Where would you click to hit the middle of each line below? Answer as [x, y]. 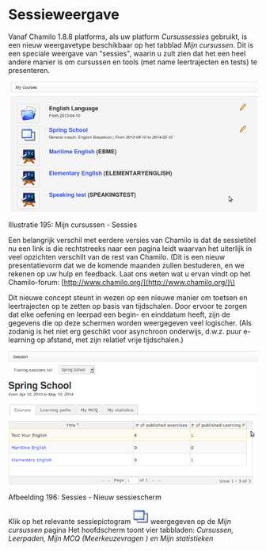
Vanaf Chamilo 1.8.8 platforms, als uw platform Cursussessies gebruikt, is [128, 37]
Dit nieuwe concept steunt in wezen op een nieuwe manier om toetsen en [128, 298]
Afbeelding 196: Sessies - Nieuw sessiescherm [85, 497]
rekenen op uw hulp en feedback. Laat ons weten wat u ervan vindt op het [129, 274]
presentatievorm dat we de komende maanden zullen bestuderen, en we [126, 266]
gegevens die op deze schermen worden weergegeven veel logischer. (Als [130, 323]
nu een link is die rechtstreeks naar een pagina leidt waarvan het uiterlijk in [130, 249]
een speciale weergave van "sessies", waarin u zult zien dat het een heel [127, 53]
